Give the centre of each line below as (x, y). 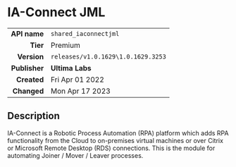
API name (27, 34)
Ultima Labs (71, 68)
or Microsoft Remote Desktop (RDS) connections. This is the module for (111, 148)
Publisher (27, 68)
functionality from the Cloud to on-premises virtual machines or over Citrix (116, 140)
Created (30, 80)
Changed (28, 91)
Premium (66, 45)
